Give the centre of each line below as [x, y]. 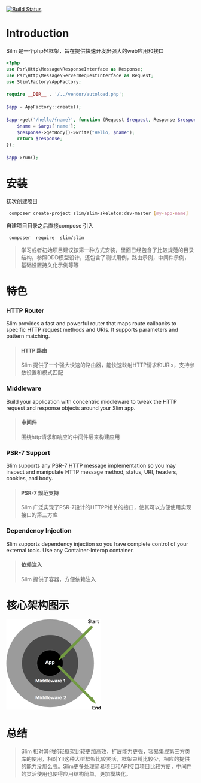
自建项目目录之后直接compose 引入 [50, 225]
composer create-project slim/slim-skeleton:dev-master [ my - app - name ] [98, 213]
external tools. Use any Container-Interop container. [70, 550]
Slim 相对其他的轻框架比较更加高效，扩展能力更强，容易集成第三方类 [105, 751]
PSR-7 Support [28, 452]
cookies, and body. [30, 479]
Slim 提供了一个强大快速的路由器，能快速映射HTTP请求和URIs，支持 [105, 365]
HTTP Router [25, 310]
